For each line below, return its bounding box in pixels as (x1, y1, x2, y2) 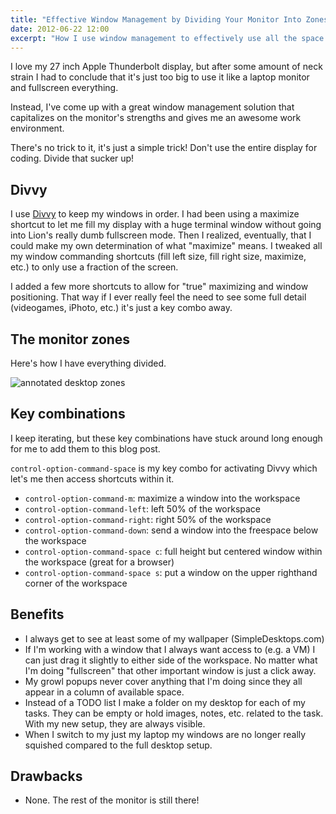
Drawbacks (10, 768, 83, 785)
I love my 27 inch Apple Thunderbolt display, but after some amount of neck (10, 61, 323, 73)
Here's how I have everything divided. (10, 357, 167, 369)
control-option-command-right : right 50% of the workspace (24, 513, 272, 525)
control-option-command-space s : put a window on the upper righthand (24, 566, 318, 578)
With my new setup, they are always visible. (24, 717, 206, 730)
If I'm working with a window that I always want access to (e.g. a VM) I (24, 643, 316, 655)
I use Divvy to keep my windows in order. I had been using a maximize (10, 208, 300, 220)
